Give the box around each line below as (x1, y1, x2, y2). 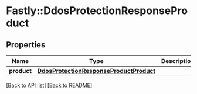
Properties (6, 40, 46, 50)
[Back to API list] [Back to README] (6, 82, 93, 89)
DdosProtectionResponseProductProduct (37, 67, 156, 75)
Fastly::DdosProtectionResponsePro (6, 4, 188, 18)
